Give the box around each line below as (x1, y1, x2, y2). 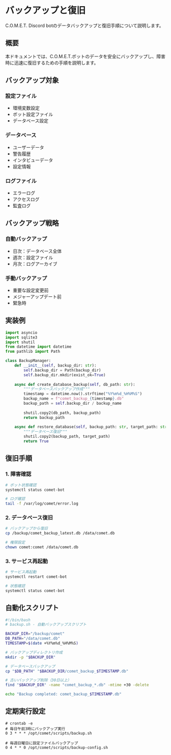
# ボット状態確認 (5, 482, 37, 488)
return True (23, 439, 49, 444)
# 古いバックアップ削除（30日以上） (5, 678, 71, 683)
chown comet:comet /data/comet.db (5, 545, 79, 550)
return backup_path (23, 415, 65, 420)
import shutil (5, 340, 36, 345)
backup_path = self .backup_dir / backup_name (23, 401, 122, 406)
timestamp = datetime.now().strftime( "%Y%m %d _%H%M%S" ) (23, 392, 142, 397)
